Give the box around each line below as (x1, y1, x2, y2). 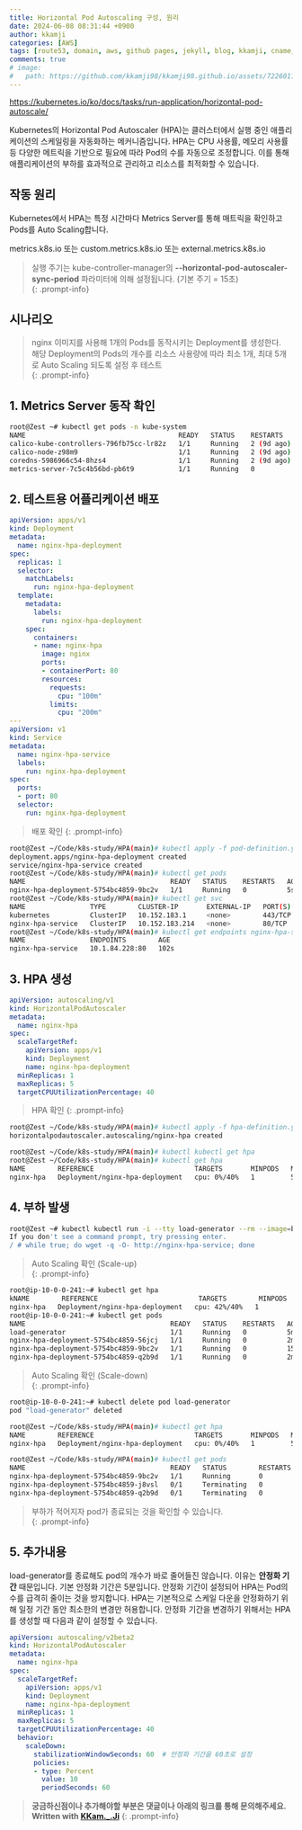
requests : (49, 683, 87, 692)
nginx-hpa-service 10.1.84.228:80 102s (9, 944, 175, 953)
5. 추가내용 (9, 1544, 67, 1560)
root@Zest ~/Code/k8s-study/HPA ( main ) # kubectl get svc (9, 894, 223, 903)
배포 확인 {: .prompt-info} (31, 826, 123, 836)
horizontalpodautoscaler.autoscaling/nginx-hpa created (9, 1131, 223, 1140)
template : (17, 591, 54, 601)
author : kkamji (9, 30, 67, 39)
